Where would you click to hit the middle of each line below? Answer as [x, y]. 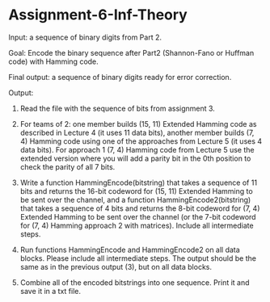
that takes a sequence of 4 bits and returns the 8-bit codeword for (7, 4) [140, 208]
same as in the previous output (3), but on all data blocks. [116, 266]
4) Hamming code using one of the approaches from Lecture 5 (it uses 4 [141, 141]
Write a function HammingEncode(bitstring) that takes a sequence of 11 [138, 182]
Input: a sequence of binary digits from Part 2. [85, 37]
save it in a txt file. [51, 291]
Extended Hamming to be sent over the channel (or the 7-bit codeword [138, 216]
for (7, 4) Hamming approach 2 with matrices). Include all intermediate [137, 225]
